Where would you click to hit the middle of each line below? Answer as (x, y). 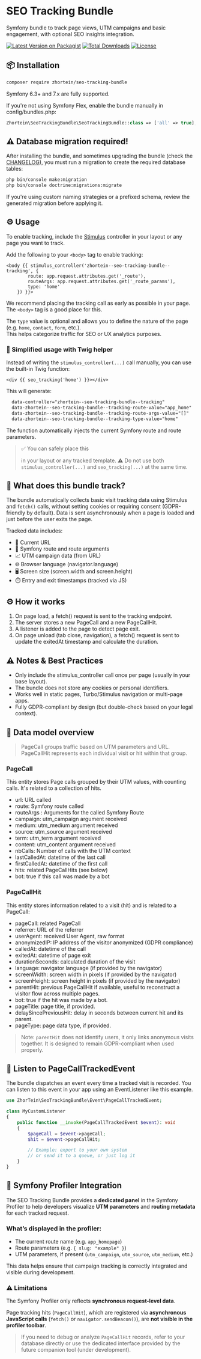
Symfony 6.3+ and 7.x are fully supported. (58, 94)
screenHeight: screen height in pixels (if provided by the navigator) (97, 980)
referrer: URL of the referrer (49, 929)
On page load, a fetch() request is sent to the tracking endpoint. (94, 616)
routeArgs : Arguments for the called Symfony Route (79, 813)
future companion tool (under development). (76, 1350)
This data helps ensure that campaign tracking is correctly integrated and (97, 1266)
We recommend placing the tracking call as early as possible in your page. (98, 303)
